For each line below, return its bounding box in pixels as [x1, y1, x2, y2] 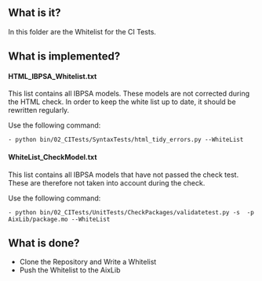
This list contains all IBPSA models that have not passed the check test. [8, 170, 239, 179]
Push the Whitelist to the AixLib [19, 265, 121, 275]
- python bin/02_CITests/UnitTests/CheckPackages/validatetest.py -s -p [8, 208, 255, 216]
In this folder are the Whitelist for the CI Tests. [8, 27, 157, 36]
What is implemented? [8, 50, 121, 63]
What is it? [8, 6, 61, 20]
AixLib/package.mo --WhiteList [8, 215, 111, 223]
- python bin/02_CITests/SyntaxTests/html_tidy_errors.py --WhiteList [8, 136, 244, 144]
